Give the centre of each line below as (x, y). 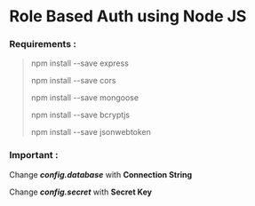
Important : (34, 155)
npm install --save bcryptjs (80, 115)
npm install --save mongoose (85, 98)
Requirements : (43, 44)
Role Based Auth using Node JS (128, 16)
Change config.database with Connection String (101, 174)
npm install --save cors (73, 81)
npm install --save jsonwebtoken (91, 132)
